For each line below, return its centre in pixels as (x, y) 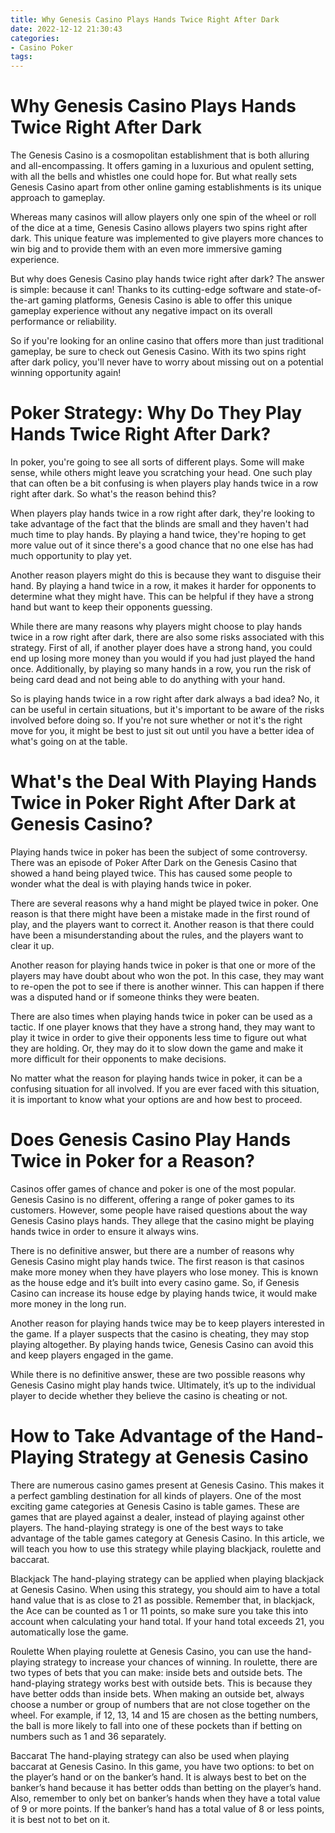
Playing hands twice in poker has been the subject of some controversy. (159, 852)
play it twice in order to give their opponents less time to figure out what (158, 1037)
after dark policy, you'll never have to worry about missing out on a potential (167, 362)
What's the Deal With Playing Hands (163, 782)
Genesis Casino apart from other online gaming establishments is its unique (166, 187)
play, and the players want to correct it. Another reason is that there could (162, 924)
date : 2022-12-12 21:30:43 (66, 29)
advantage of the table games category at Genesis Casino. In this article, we (167, 1538)
